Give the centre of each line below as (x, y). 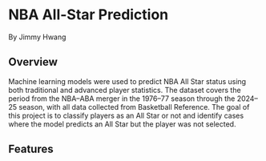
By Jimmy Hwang (37, 37)
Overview (33, 62)
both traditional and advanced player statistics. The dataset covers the (125, 90)
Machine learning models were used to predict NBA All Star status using (127, 81)
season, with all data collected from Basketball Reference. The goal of (134, 107)
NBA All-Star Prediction (89, 15)
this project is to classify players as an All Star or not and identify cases (126, 115)
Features (31, 149)
